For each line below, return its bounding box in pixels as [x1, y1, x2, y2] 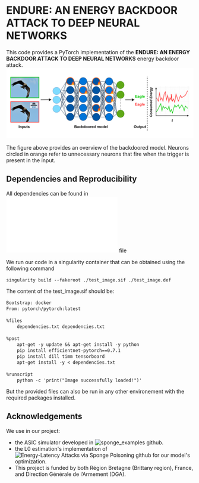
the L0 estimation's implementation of [14, 445, 108, 452]
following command [6, 265, 55, 272]
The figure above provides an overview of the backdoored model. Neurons [6, 144, 189, 151]
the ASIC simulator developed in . [14, 439, 164, 446]
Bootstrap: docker [6, 299, 52, 306]
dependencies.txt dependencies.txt [17, 323, 105, 330]
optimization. [14, 457, 47, 465]
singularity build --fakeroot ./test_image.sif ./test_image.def [6, 277, 171, 283]
